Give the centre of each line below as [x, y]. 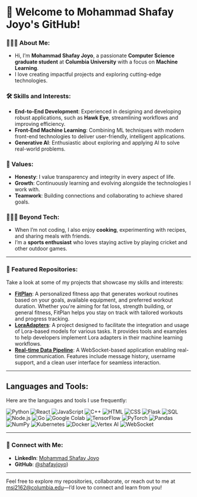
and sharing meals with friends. [52, 236]
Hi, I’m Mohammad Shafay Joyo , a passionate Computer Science [94, 56]
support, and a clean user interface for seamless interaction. [88, 362]
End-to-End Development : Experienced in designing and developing [98, 111]
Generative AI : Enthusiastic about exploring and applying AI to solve [97, 142]
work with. [27, 189]
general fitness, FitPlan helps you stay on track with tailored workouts [98, 312]
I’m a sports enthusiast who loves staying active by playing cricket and [101, 242]
